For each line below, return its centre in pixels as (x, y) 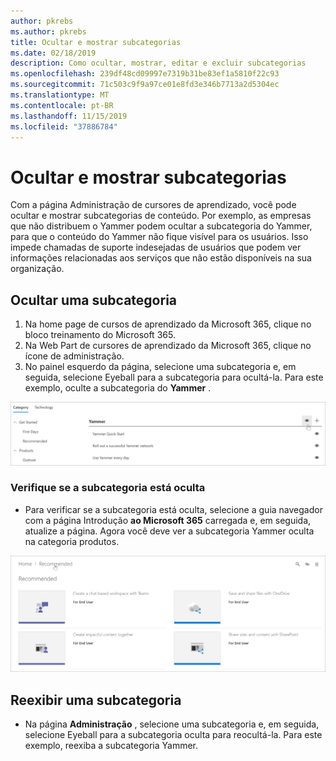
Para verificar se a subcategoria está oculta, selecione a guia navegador (173, 509)
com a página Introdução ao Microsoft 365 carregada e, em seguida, (168, 520)
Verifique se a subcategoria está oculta (108, 488)
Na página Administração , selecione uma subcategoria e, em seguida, (172, 724)
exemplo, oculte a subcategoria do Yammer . (118, 388)
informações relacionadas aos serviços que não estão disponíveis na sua (161, 258)
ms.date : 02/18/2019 (53, 53)
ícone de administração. (74, 356)
